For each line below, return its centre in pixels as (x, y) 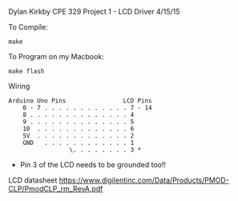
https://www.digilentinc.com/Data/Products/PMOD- (144, 180)
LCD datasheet (33, 180)
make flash (26, 71)
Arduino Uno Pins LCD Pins (80, 101)
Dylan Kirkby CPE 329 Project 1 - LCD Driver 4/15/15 (94, 12)
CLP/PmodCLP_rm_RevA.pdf (56, 189)
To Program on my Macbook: (56, 56)
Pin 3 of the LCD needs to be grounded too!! (93, 165)
